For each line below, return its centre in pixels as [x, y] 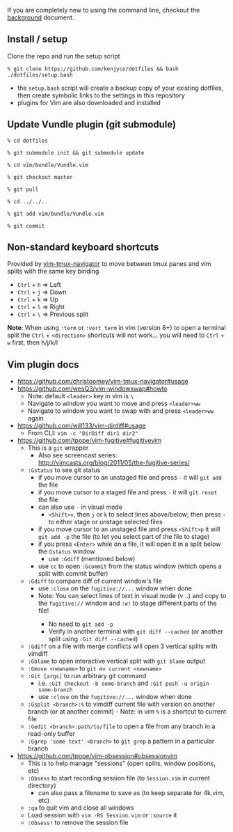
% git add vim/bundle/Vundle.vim [56, 214]
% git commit [26, 226]
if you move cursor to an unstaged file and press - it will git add [130, 478]
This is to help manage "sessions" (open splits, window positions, [122, 763]
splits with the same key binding [53, 272]
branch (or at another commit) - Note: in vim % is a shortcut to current [127, 712]
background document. [41, 17]
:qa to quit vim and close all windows [81, 808]
